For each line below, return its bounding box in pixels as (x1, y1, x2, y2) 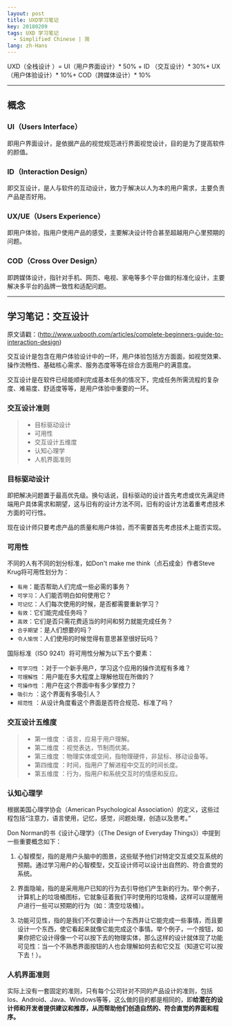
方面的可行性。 (7, 508, 50, 517)
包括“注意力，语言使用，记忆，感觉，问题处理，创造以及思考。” (12, 814, 191, 822)
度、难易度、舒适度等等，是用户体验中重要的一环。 (7, 384, 153, 393)
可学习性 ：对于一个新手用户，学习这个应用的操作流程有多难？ (17, 664, 191, 672)
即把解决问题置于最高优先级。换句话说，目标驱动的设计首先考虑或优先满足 (7, 491, 219, 499)
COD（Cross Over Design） (7, 256, 101, 266)
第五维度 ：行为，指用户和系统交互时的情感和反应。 (34, 769, 182, 778)
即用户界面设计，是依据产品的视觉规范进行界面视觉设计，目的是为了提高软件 (7, 139, 225, 148)
